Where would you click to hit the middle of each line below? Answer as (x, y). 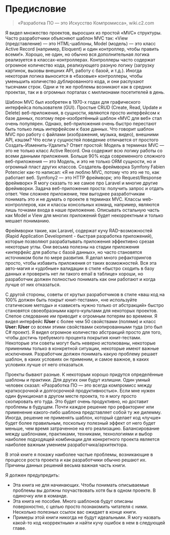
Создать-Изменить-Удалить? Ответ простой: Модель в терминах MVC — (85, 145)
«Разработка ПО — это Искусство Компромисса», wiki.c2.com (86, 23)
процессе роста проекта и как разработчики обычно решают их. (76, 460)
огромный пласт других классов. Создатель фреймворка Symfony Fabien (85, 167)
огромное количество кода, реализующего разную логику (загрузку (80, 65)
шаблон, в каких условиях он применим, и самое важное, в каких (77, 359)
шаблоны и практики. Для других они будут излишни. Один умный (78, 380)
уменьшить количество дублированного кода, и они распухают (75, 81)
